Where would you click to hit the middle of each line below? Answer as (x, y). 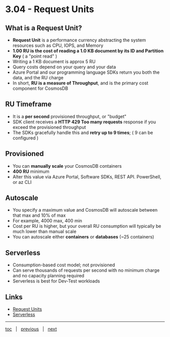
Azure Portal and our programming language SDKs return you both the (86, 72)
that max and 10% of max (39, 215)
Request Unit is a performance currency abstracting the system (79, 40)
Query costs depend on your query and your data (64, 67)
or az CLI (22, 182)
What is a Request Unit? (44, 28)
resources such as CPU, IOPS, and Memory (58, 45)
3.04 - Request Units (50, 9)
